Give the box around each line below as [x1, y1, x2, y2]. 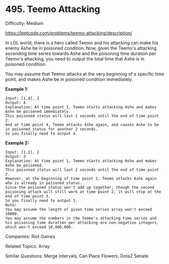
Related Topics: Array [5, 243, 50, 249]
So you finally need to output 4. [5, 131, 78, 136]
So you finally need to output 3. [5, 198, 78, 203]
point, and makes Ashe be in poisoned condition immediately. [5, 76, 133, 82]
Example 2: [5, 140, 29, 146]
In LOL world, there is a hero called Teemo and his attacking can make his [5, 39, 159, 46]
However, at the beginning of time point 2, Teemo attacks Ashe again [5, 176, 157, 181]
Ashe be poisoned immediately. [5, 109, 71, 114]
